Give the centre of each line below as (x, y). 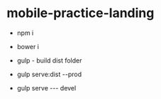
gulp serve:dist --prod (49, 74)
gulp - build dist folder (49, 60)
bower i (28, 46)
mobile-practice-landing (80, 13)
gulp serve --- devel (46, 88)
